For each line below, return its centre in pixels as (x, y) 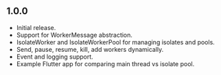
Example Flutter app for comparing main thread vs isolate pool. (105, 63)
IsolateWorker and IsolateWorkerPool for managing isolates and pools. (116, 42)
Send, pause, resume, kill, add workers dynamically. (90, 49)
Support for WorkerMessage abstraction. (74, 35)
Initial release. (36, 27)
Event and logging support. (55, 57)
